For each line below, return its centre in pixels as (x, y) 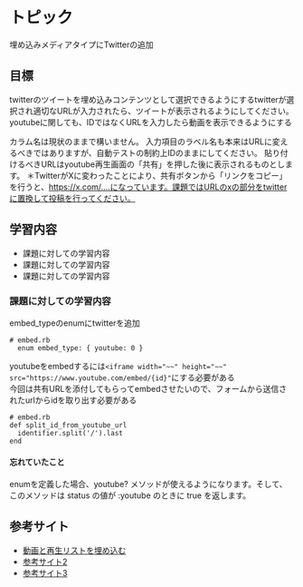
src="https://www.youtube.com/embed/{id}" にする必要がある (122, 377)
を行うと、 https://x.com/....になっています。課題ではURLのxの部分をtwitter (148, 187)
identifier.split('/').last (71, 433)
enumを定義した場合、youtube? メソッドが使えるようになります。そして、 (148, 484)
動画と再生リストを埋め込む (74, 550)
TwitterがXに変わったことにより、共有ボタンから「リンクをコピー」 (161, 175)
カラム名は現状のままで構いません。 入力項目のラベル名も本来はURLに (141, 142)
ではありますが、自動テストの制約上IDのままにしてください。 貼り (156, 152)
